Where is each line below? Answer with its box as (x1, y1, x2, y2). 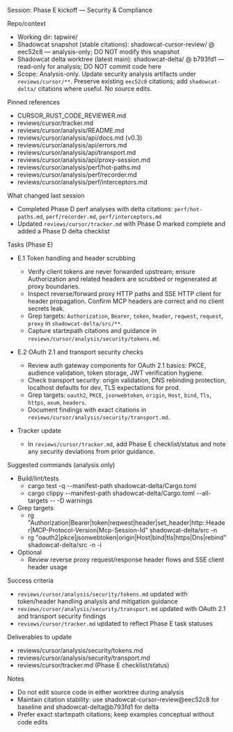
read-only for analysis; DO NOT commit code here (17, 63, 162, 70)
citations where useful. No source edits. (38, 85, 152, 92)
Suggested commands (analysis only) (7, 461, 115, 469)
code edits (17, 718, 48, 726)
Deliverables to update (7, 633, 72, 641)
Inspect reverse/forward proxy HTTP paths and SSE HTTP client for (27, 290, 221, 298)
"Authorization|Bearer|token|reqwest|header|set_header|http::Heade (27, 519, 225, 527)
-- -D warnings (49, 496, 93, 505)
